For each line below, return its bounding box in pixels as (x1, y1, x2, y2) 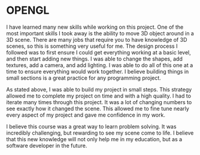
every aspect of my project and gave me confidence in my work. (6, 111, 166, 118)
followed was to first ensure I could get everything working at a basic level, (6, 48, 192, 56)
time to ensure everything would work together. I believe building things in (6, 68, 189, 75)
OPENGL (6, 4, 50, 17)
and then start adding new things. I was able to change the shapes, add (6, 55, 183, 62)
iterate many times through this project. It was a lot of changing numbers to (6, 98, 192, 105)
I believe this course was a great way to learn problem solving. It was (6, 123, 177, 130)
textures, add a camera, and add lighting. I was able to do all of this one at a (6, 61, 193, 69)
